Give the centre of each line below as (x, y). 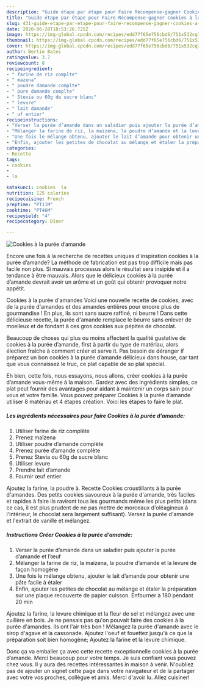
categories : (21, 148)
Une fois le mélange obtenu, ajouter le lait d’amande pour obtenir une (102, 576)
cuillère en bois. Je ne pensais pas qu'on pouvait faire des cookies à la (95, 620)
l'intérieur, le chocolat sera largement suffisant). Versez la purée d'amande (100, 514)
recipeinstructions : (33, 120)
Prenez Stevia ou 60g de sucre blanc (62, 457)
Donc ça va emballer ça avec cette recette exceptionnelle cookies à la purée (102, 652)
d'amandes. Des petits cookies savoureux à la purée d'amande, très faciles (101, 495)
